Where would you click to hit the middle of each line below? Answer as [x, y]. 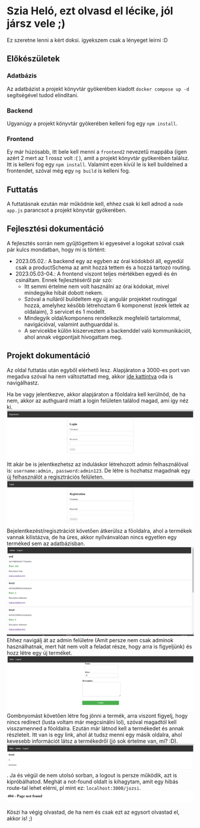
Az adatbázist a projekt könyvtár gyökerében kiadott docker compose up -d [98, 89]
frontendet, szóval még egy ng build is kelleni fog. [69, 171]
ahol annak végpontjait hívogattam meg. [73, 337]
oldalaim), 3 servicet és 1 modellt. [65, 311]
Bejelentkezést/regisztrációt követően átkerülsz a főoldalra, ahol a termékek [99, 531]
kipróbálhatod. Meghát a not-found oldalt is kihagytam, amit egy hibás [93, 782]
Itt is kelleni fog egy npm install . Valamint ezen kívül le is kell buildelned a [97, 164]
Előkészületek [33, 59]
